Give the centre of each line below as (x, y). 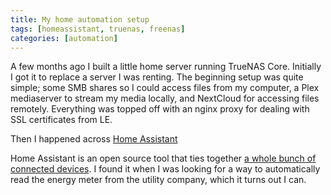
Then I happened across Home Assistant (94, 139)
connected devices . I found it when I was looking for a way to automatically (165, 169)
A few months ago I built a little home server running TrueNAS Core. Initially (166, 67)
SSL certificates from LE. (61, 120)
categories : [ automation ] (64, 38)
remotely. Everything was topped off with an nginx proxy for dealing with (160, 109)
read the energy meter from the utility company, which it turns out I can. (158, 180)
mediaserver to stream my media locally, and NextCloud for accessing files (165, 98)
